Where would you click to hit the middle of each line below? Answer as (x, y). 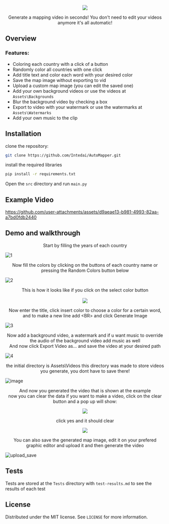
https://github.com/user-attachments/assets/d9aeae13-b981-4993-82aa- (82, 212)
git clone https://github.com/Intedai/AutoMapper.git (63, 155)
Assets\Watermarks (32, 113)
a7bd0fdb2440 (21, 217)
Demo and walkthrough (43, 233)
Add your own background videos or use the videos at (69, 91)
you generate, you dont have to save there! (85, 371)
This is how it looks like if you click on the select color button (85, 290)
